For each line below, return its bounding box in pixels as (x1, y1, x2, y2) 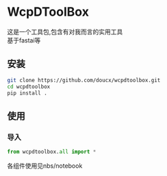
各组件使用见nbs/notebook (7, 162, 83, 170)
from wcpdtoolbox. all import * (7, 149, 97, 155)
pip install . (7, 90, 48, 97)
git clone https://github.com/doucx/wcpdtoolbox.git (7, 77, 161, 84)
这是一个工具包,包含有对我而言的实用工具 (7, 27, 123, 36)
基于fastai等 (7, 36, 41, 45)
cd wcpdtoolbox (7, 83, 51, 90)
